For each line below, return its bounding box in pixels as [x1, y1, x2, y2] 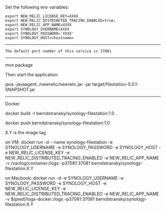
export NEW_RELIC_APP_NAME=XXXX [5, 22, 72, 27]
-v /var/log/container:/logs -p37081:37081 [5, 160, 90, 166]
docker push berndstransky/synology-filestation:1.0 [5, 120, 110, 126]
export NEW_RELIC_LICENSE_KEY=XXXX [5, 14, 79, 19]
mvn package [5, 62, 33, 68]
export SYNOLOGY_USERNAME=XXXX [5, 27, 70, 32]
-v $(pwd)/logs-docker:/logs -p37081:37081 [5, 196, 95, 202]
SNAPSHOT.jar [5, 87, 36, 92]
